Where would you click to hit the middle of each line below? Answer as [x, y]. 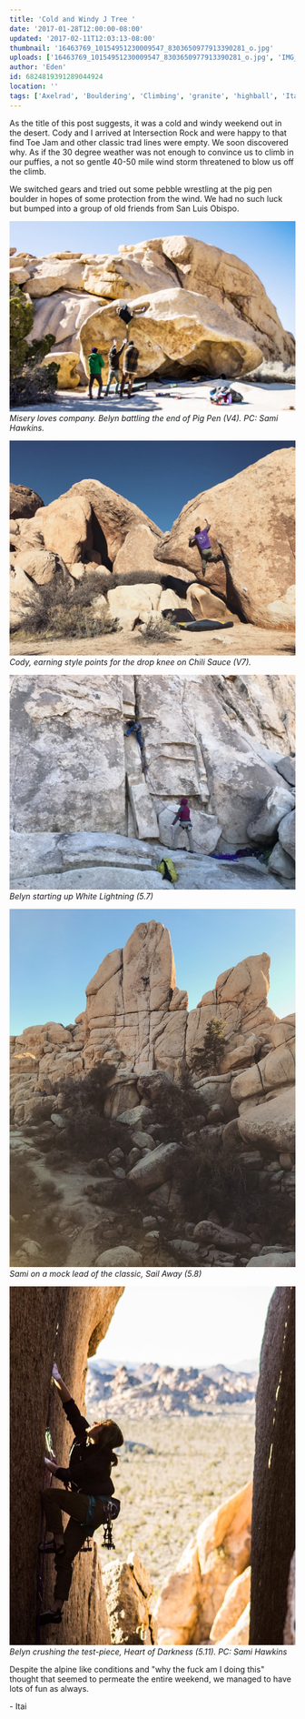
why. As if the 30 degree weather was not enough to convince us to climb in [152, 152]
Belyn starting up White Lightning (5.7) [82, 897]
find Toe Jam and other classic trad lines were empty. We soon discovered [149, 142]
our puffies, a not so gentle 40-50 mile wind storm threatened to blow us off [152, 161]
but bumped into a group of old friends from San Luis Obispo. [124, 208]
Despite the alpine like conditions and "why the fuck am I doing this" [137, 1669]
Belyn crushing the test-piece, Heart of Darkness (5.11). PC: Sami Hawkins [148, 1652]
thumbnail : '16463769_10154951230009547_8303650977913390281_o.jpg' [142, 48]
